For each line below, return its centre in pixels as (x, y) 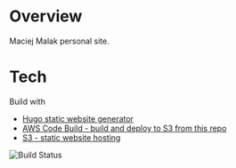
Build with (28, 101)
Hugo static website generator (77, 118)
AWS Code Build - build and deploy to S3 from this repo (124, 128)
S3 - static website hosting (71, 137)
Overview (46, 16)
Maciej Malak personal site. (59, 41)
